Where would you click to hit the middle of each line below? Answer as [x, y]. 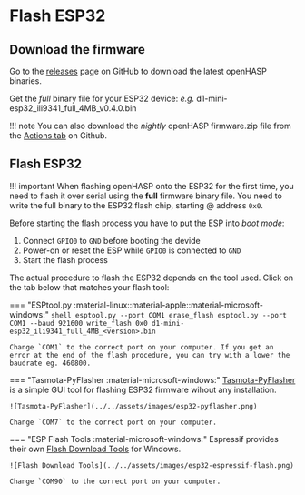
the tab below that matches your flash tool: [89, 287]
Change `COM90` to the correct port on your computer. [115, 481]
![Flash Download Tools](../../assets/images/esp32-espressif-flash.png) [152, 465]
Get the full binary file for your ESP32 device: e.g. [102, 98]
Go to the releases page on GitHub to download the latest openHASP [138, 71]
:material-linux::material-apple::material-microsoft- [169, 305]
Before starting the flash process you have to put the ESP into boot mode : [147, 223]
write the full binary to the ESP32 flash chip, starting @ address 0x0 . [136, 205]
